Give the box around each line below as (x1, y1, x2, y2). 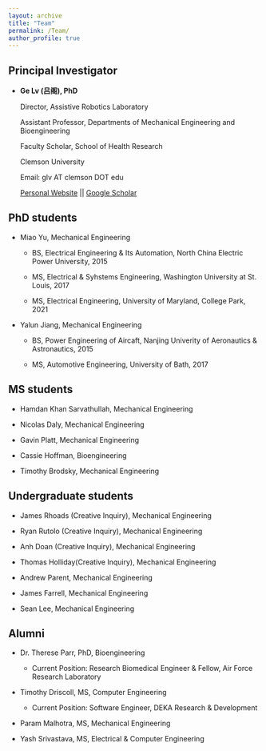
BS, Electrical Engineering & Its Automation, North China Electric (31, 247, 244, 257)
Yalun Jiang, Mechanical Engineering (19, 319, 142, 329)
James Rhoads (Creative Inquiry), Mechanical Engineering (19, 510, 212, 520)
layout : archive (8, 11, 62, 20)
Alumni (8, 626, 46, 641)
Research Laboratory (31, 672, 101, 681)
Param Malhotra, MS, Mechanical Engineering (19, 718, 171, 729)
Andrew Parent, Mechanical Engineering (19, 572, 153, 582)
